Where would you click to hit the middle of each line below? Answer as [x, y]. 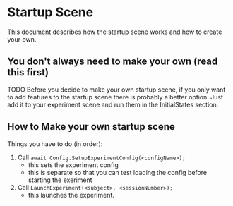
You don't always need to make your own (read [113, 62]
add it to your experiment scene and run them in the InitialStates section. [113, 104]
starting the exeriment [60, 180]
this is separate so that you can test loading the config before [117, 172]
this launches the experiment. [71, 195]
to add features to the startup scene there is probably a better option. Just [115, 97]
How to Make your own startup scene [91, 127]
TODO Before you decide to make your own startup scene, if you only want [116, 90]
